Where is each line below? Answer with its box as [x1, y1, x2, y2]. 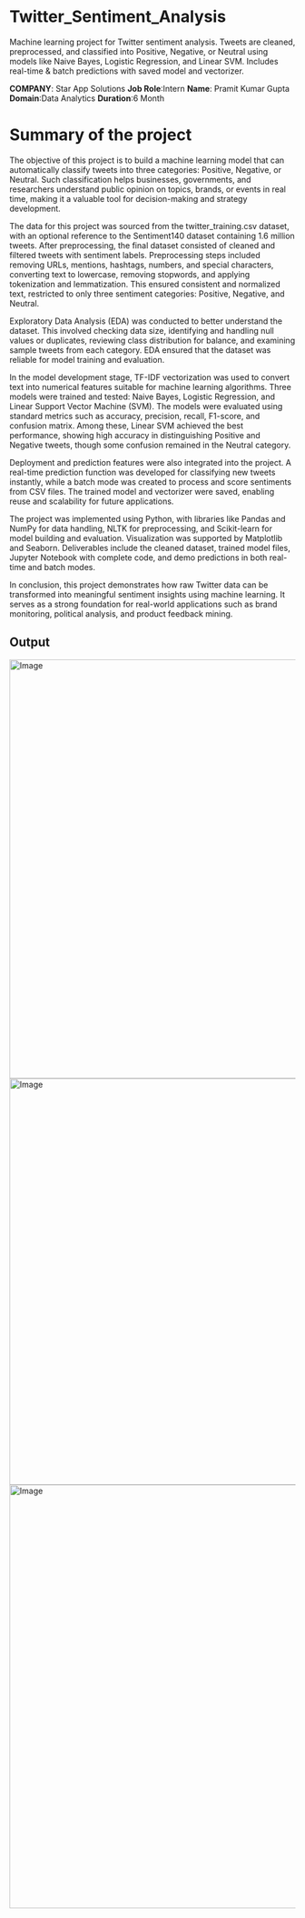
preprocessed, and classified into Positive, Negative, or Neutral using [9, 45, 269, 56]
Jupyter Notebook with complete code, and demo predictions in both [9, 552, 268, 563]
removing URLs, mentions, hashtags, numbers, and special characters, [9, 259, 274, 270]
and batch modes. [27, 561, 96, 572]
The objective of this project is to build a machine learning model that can [9, 155, 285, 166]
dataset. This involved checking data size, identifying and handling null [9, 325, 275, 336]
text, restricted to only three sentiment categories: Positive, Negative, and [9, 288, 285, 299]
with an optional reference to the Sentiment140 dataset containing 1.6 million [9, 230, 295, 241]
